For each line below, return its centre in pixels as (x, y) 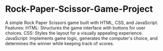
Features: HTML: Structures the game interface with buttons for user (75, 27)
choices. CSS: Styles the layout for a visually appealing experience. (74, 33)
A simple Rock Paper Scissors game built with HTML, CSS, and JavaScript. (82, 23)
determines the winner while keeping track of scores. (60, 43)
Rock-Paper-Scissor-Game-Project (79, 9)
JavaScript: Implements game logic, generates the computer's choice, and (81, 38)
